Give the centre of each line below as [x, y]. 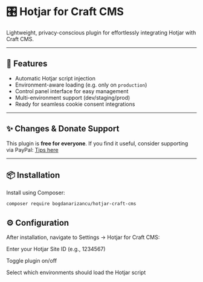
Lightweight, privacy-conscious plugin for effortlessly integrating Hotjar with [101, 32]
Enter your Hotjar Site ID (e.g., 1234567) [56, 249]
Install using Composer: [36, 193]
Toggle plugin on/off [32, 261]
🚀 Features [27, 64]
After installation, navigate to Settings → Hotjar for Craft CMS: [83, 237]
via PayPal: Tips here [32, 149]
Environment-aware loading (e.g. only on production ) [81, 85]
